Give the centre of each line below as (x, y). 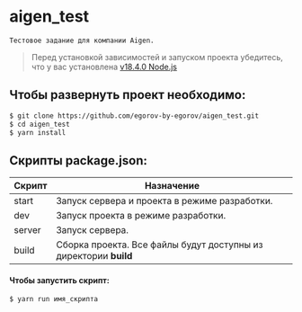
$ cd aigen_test (40, 124)
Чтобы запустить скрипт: (59, 280)
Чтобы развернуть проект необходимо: (128, 95)
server (28, 230)
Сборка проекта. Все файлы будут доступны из (160, 245)
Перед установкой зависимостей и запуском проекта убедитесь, (157, 57)
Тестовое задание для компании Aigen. (82, 40)
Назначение (172, 186)
